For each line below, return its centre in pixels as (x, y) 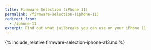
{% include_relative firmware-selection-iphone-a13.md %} (65, 42)
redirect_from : (21, 19)
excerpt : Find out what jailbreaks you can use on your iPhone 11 (76, 28)
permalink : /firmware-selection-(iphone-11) (52, 14)
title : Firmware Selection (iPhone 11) (47, 10)
